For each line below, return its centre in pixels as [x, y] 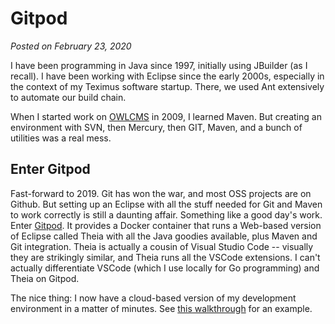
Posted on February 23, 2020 [71, 46]
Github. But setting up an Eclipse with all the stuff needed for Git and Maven [166, 204]
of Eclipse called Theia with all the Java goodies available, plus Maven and [164, 236]
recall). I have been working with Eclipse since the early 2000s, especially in [167, 76]
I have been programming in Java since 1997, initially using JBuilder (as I [159, 65]
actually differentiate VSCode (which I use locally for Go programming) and [165, 268]
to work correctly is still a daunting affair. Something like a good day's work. [166, 214]
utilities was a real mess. [61, 138]
